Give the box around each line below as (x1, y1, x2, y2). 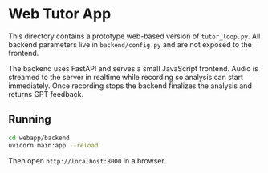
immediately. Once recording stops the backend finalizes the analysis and (8, 81, 253, 91)
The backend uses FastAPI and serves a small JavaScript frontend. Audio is (8, 63, 258, 73)
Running (8, 113, 52, 127)
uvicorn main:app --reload (8, 141, 99, 149)
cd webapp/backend (8, 134, 70, 142)
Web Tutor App (8, 5, 112, 23)
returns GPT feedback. (8, 89, 84, 99)
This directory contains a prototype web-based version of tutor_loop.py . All (8, 31, 261, 41)
